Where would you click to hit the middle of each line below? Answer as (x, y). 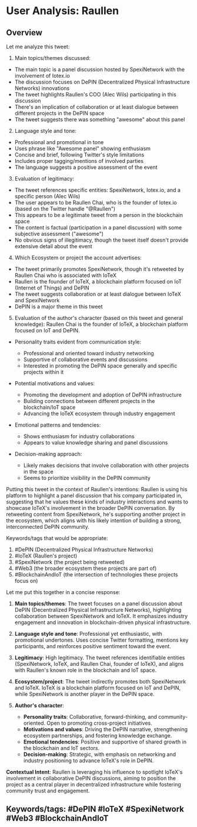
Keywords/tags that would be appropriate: (57, 538)
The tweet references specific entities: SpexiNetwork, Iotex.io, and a (98, 190)
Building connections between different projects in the (89, 401)
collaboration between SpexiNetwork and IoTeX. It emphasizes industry (101, 616)
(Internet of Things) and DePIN (52, 288)
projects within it (44, 372)
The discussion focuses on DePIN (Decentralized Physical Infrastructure (102, 82)
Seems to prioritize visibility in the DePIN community (87, 478)
